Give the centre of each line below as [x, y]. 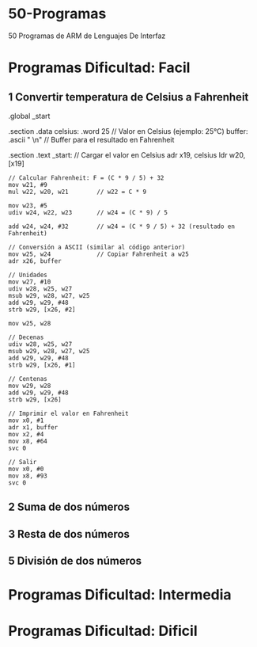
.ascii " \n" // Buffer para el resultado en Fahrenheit [91, 139]
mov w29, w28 [30, 386]
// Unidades [28, 275]
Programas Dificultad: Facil [99, 68]
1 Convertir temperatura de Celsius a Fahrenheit [128, 97]
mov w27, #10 [30, 282]
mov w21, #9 [28, 185]
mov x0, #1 [26, 421]
